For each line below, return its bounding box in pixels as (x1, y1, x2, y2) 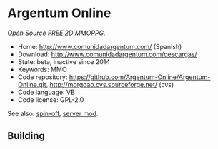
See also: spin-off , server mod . (7, 109, 99, 118)
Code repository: (17, 73, 68, 81)
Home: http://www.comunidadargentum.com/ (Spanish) (17, 42, 182, 51)
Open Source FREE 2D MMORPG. (7, 29, 106, 37)
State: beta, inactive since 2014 (17, 57, 111, 66)
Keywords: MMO (17, 65, 67, 73)
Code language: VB (17, 88, 75, 96)
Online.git (17, 80, 46, 88)
